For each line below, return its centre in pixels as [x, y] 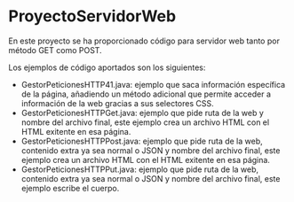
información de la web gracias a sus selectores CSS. [117, 103]
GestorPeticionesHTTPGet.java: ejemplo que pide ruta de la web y [142, 113]
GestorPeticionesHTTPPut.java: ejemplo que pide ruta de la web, [140, 169]
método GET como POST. [56, 50]
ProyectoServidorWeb [92, 16]
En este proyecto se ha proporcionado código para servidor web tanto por [144, 41]
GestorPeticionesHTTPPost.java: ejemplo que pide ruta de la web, [142, 141]
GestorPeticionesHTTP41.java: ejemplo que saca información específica [153, 84]
